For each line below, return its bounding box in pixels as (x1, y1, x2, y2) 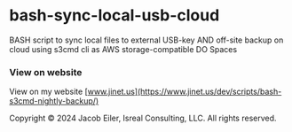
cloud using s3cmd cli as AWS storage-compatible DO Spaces (9, 43, 238, 54)
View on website (9, 66, 83, 78)
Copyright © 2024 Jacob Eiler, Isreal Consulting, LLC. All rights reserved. (9, 113, 277, 124)
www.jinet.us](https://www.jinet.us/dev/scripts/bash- (87, 86, 282, 97)
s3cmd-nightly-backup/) (9, 96, 99, 106)
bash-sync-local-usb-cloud (9, 5, 220, 26)
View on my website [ (9, 86, 89, 97)
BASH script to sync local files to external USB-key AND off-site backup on (9, 35, 284, 45)
